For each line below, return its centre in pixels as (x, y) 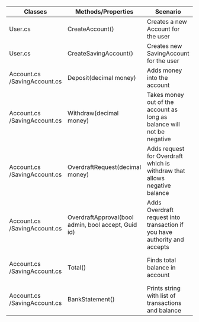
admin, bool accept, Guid (102, 225)
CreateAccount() (91, 29)
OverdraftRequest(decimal (104, 167)
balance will (163, 124)
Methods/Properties (104, 12)
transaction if (165, 225)
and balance (164, 310)
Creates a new (167, 22)
